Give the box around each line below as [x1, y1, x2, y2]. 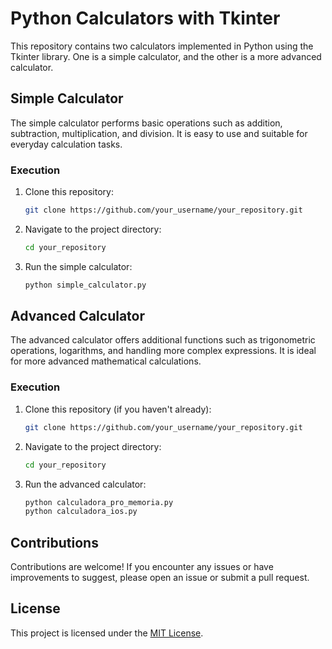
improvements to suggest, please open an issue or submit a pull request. [10, 572, 310, 584]
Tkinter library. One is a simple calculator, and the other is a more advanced [10, 50, 322, 62]
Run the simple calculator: [24, 260, 133, 272]
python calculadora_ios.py [24, 507, 138, 517]
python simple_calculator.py [24, 280, 147, 290]
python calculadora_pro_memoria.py [24, 497, 174, 507]
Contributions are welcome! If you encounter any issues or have [10, 561, 274, 573]
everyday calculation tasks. [10, 138, 123, 150]
